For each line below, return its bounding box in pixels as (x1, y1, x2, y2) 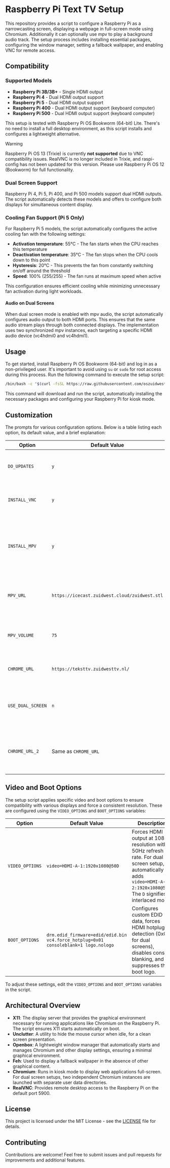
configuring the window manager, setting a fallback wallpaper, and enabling (5, 42, 163, 48)
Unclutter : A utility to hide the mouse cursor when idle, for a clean (12, 1031, 151, 1037)
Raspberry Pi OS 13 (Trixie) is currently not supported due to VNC (5, 150, 143, 157)
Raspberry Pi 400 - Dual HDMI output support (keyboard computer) (12, 105, 155, 111)
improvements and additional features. (5, 1157, 86, 1163)
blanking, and (132, 955, 164, 962)
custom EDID (132, 911, 163, 918)
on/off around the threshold (12, 268, 71, 274)
